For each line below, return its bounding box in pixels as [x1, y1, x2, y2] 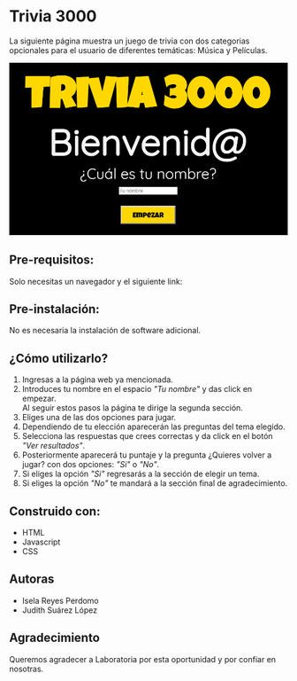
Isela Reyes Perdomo [21, 595, 99, 606]
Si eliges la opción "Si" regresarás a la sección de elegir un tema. [21, 468, 260, 480]
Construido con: [9, 504, 101, 519]
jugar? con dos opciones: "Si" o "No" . [21, 459, 160, 470]
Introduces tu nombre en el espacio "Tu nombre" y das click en [21, 384, 253, 395]
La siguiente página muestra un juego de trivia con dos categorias [9, 35, 250, 46]
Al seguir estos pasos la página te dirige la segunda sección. [21, 403, 243, 413]
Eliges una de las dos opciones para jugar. [21, 412, 177, 423]
